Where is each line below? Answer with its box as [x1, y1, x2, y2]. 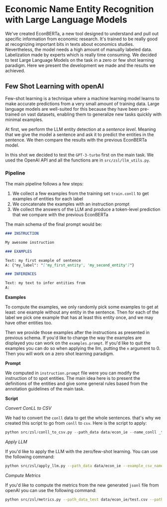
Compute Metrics [5, 472, 41, 478]
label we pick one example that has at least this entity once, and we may [5, 315, 154, 321]
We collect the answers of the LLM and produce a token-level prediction [12, 206, 161, 212]
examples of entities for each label [12, 196, 83, 202]
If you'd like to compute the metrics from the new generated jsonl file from [5, 482, 159, 488]
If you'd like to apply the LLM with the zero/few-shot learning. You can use [5, 448, 158, 454]
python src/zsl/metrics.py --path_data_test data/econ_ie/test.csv [5, 497, 148, 502]
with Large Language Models [5, 14, 128, 25]
